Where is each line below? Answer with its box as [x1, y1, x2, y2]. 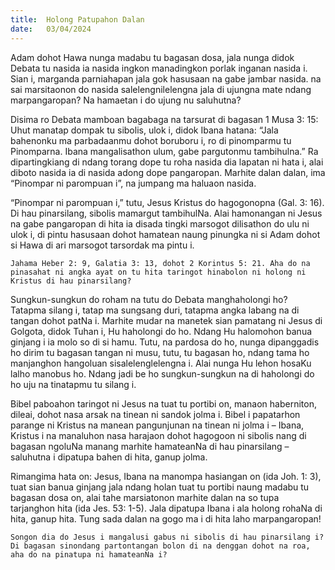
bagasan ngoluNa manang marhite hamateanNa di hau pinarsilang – [10, 440, 290, 452]
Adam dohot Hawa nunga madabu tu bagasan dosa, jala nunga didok [10, 51, 295, 63]
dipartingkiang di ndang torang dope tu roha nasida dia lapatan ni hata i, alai [10, 156, 324, 168]
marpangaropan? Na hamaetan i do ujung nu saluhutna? [10, 94, 242, 106]
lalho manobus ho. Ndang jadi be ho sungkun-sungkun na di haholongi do [10, 367, 315, 380]
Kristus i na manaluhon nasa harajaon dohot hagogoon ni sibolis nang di [10, 429, 307, 441]
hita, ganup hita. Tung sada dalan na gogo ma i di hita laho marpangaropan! [10, 512, 322, 525]
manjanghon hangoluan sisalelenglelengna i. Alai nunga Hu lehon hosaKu [10, 357, 312, 369]
